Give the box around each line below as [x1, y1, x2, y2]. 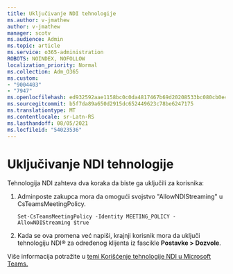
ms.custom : [7, 74, 39, 82]
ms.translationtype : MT [7, 107, 76, 114]
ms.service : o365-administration [7, 49, 104, 56]
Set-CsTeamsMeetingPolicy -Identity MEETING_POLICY [17, 213, 170, 221]
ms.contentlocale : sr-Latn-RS [7, 113, 95, 120]
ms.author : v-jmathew [7, 17, 70, 24]
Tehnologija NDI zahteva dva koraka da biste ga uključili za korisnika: [7, 179, 205, 187]
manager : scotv [7, 29, 51, 37]
